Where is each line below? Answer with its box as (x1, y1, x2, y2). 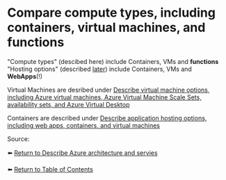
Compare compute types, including (7, 5, 216, 21)
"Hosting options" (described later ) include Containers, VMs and (7, 65, 193, 73)
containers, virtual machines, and (7, 19, 206, 35)
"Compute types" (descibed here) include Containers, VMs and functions (7, 57, 219, 65)
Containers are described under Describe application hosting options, (7, 113, 207, 122)
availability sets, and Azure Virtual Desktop (7, 100, 130, 108)
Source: (7, 134, 30, 143)
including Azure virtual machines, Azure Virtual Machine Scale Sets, (7, 92, 202, 101)
